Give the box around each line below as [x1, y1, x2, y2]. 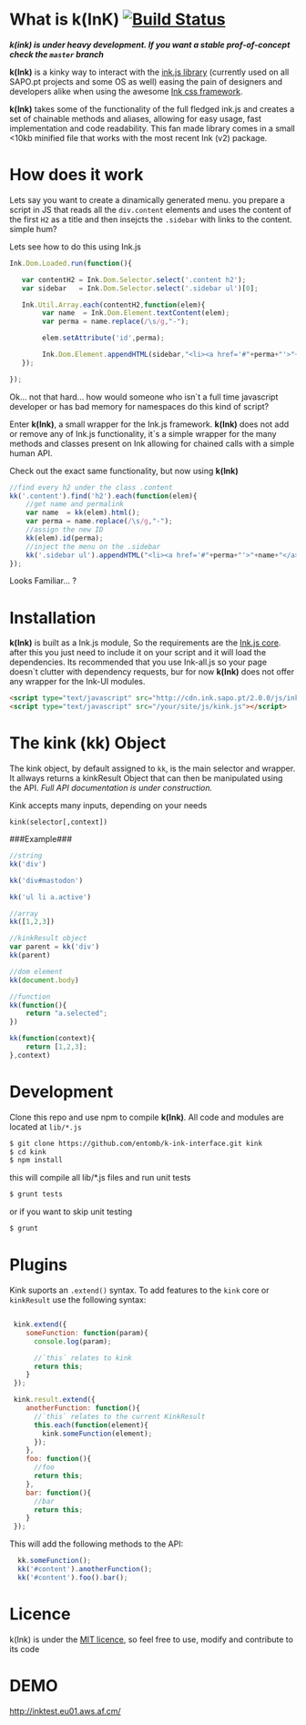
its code [9, 1643, 40, 1654]
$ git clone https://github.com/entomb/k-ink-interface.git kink [9, 1139, 262, 1148]
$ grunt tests [9, 1190, 64, 1199]
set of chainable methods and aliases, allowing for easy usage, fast [9, 113, 262, 124]
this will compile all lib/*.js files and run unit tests [9, 1172, 191, 1183]
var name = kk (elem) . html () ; [25, 508, 141, 518]
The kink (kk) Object [9, 733, 167, 754]
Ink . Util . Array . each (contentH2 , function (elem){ [21, 300, 206, 309]
